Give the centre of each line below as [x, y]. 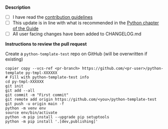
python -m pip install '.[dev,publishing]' [52, 122]
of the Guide [25, 29]
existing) [14, 59]
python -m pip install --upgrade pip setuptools [57, 117]
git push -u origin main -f [35, 104]
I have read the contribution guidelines [52, 17]
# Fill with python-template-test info [47, 77]
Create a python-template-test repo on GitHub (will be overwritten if [76, 54]
